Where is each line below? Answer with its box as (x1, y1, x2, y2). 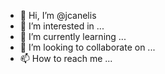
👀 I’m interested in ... (19, 20, 105, 32)
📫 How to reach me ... (19, 53, 113, 64)
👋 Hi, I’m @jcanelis (19, 10, 97, 21)
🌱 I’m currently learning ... (19, 31, 127, 42)
